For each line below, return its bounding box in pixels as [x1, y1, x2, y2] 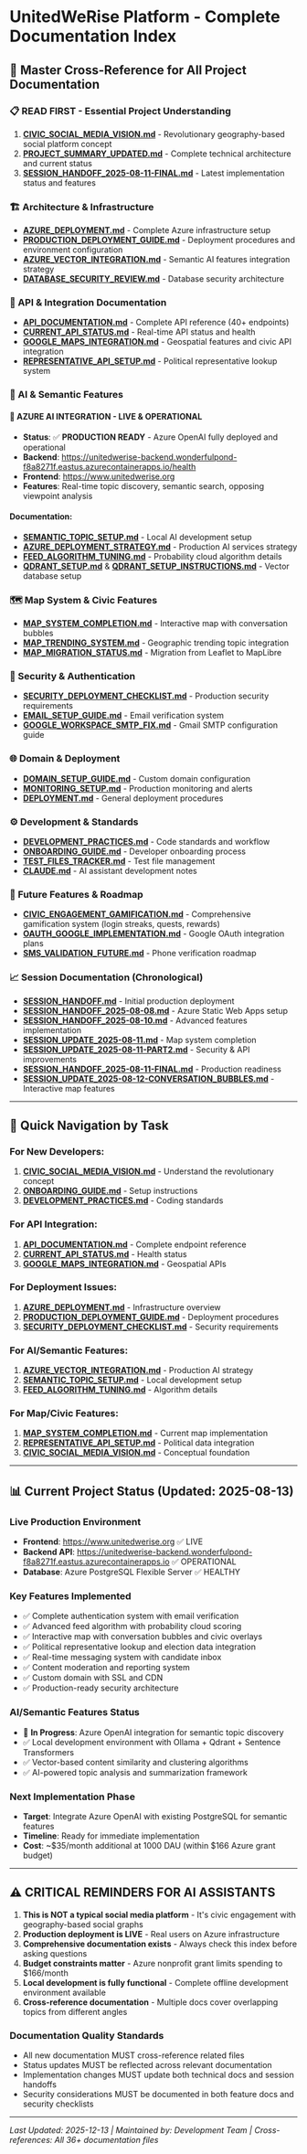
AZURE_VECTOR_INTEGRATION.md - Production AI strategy [22, 1365, 254, 1376]
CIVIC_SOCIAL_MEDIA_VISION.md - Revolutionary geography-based [22, 128, 285, 139]
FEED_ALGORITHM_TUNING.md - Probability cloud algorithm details [22, 550, 283, 561]
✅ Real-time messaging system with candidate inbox [22, 1652, 222, 1663]
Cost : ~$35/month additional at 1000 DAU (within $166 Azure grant [22, 1840, 276, 1851]
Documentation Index [9, 26, 176, 47]
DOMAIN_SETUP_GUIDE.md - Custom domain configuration [22, 773, 251, 784]
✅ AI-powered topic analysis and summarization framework [22, 1766, 249, 1777]
